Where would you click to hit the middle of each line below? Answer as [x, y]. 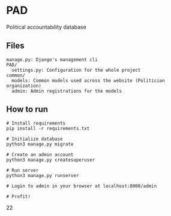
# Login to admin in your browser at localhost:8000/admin [82, 186]
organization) [24, 86]
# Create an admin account [40, 154]
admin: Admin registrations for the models [67, 91]
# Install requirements [36, 123]
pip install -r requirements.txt [48, 128]
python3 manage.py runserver [43, 175]
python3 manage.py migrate [40, 144]
